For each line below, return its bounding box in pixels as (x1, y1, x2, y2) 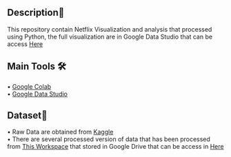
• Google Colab (7, 82, 52, 90)
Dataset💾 (7, 109, 48, 121)
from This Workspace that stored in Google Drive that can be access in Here (7, 143, 224, 151)
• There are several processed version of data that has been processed (7, 135, 210, 143)
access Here (7, 39, 43, 48)
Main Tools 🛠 (7, 61, 67, 72)
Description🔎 (7, 7, 65, 19)
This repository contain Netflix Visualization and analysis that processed (7, 25, 212, 33)
